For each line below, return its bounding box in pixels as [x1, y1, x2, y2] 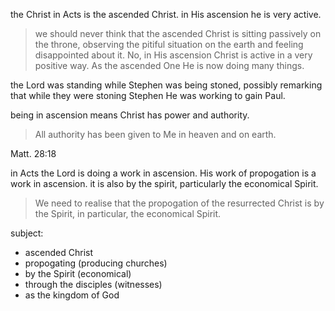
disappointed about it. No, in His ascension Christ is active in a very [34, 49, 313, 61]
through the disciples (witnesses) [24, 279, 163, 290]
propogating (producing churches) [24, 257, 168, 269]
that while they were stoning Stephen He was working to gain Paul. [10, 90, 286, 101]
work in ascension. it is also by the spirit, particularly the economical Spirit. [10, 178, 319, 189]
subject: [10, 227, 44, 239]
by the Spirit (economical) [24, 268, 132, 279]
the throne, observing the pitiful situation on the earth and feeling [34, 39, 304, 50]
